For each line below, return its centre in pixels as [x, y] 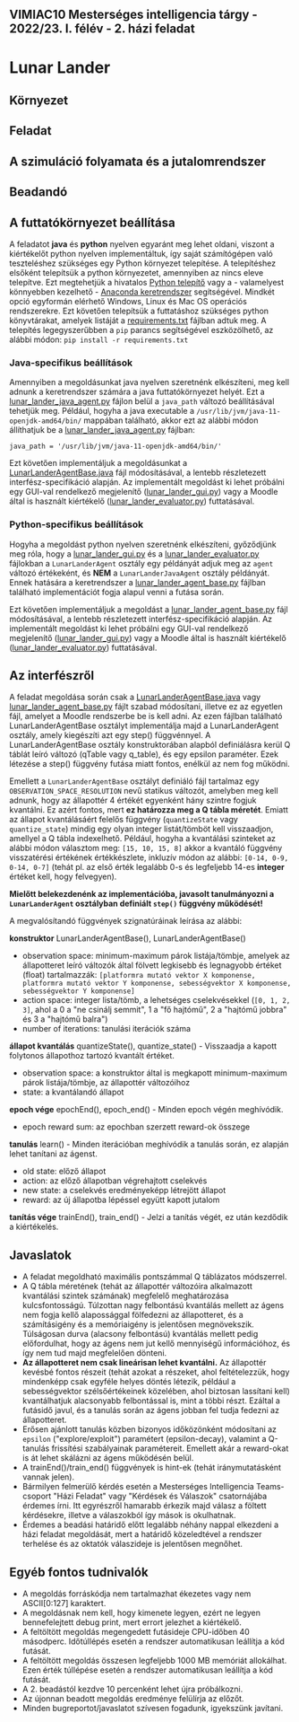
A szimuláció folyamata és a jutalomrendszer [137, 161]
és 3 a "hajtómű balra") [65, 1019]
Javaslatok [40, 1255]
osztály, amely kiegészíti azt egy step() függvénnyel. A [110, 735]
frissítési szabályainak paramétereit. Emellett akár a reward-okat [170, 1448]
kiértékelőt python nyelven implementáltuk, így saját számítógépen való [141, 253]
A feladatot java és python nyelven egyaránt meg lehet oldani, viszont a [142, 244]
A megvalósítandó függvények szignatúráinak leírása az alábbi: [126, 921]
